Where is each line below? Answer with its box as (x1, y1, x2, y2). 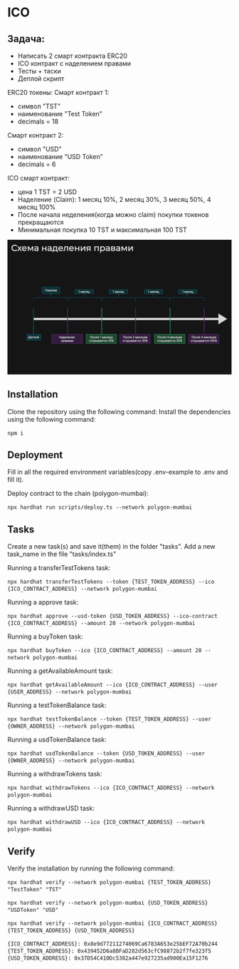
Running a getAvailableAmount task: (7, 666, 113, 675)
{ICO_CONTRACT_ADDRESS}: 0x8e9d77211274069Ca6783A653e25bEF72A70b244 (7, 940, 218, 948)
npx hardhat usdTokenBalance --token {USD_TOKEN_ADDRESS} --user (7, 750, 205, 757)
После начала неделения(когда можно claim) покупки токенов (17, 210, 209, 218)
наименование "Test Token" (17, 110, 103, 118)
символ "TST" (17, 102, 61, 111)
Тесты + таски (17, 67, 62, 75)
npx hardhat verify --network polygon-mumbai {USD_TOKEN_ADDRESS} (7, 899, 208, 906)
